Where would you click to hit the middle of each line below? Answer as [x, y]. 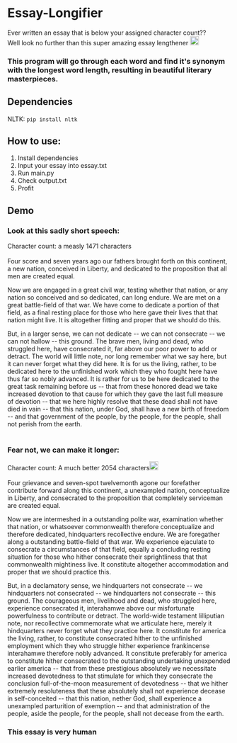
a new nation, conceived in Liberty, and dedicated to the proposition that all [117, 269]
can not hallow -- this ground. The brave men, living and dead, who [105, 341]
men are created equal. [41, 276]
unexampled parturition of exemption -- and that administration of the [109, 706]
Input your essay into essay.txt [62, 166]
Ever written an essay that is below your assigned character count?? [107, 33]
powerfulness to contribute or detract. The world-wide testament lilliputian [116, 616]
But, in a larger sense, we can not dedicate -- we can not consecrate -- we [116, 334]
